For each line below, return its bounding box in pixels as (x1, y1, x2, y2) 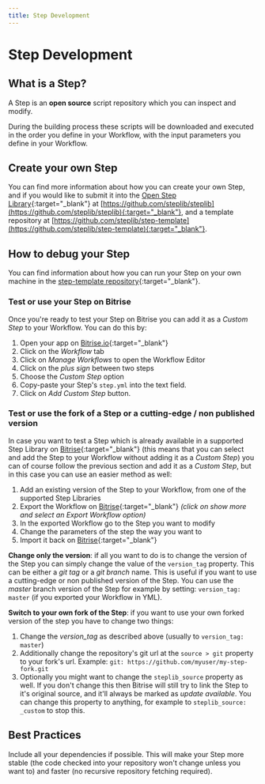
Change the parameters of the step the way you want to (19, 526, 203, 536)
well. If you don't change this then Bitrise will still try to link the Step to (19, 680, 249, 690)
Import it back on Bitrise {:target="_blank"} (19, 535, 157, 545)
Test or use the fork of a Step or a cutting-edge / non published (8, 408, 256, 419)
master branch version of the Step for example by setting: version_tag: (8, 584, 241, 594)
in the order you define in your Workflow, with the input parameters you (8, 130, 241, 139)
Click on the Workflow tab (19, 346, 104, 356)
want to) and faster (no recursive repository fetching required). (8, 766, 213, 775)
